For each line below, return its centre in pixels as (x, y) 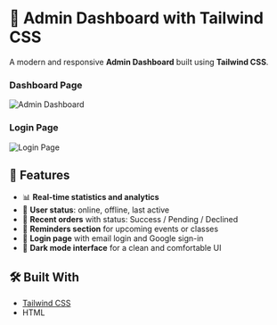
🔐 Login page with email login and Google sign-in (113, 238)
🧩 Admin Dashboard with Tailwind (137, 18)
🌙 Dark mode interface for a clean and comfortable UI (122, 248)
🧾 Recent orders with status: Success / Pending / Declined (130, 220)
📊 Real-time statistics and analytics (90, 197)
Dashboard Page (46, 85)
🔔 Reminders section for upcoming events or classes (120, 229)
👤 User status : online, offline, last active (96, 210)
